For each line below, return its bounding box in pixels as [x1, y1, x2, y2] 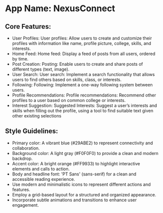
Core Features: [5, 22, 51, 31]
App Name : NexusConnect [5, 3, 115, 14]
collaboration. [12, 145, 40, 151]
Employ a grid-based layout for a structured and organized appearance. [12, 192, 157, 197]
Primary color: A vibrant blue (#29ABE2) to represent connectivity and [12, 140, 153, 146]
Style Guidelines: [5, 127, 58, 136]
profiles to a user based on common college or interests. [12, 97, 126, 103]
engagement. [12, 202, 39, 208]
